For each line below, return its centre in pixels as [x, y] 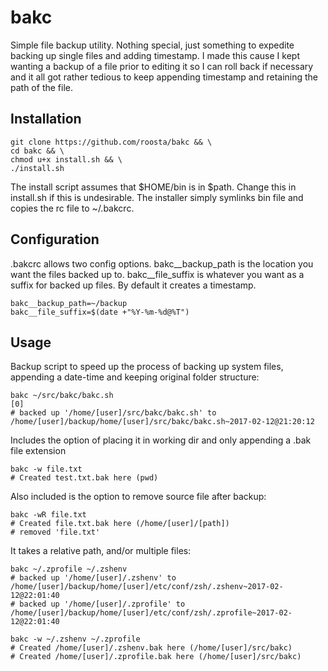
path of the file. [41, 87]
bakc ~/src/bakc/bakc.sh [62, 396]
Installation [46, 119]
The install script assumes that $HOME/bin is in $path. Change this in [153, 187]
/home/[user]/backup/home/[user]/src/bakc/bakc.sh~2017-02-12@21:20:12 [162, 422]
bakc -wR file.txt [48, 515]
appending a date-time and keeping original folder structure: [135, 377]
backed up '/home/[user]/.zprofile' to [102, 604]
